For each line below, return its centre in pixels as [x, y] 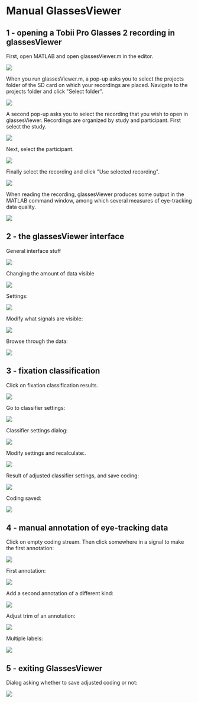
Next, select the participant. [40, 149]
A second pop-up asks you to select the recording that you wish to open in [97, 114]
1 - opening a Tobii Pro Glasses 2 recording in [91, 33]
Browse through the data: [37, 341]
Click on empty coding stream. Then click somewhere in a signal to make [95, 542]
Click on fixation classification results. [52, 385]
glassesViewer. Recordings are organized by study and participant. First [94, 120]
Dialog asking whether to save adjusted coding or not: [72, 683]
